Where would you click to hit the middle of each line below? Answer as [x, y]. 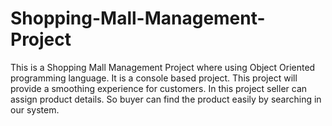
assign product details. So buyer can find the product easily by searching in [166, 99]
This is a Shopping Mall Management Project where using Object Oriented [163, 67]
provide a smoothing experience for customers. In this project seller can [159, 88]
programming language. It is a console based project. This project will [154, 78]
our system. [35, 109]
